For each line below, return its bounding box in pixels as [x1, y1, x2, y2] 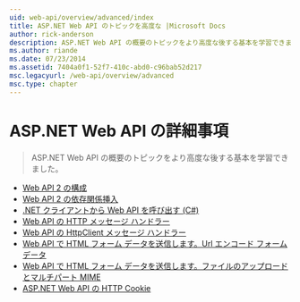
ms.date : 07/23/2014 [9, 55, 87, 63]
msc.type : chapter [9, 80, 78, 88]
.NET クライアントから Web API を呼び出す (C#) [21, 205, 200, 215]
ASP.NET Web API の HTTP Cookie [21, 282, 151, 293]
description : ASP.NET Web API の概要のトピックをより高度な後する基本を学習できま [9, 38, 293, 47]
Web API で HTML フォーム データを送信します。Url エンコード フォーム [21, 238, 288, 248]
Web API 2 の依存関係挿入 [21, 193, 119, 204]
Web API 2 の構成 [21, 182, 88, 193]
